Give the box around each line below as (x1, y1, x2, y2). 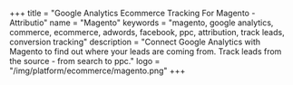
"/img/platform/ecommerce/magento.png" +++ (9, 65, 186, 76)
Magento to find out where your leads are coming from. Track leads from (9, 46, 282, 57)
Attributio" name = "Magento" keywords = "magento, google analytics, (9, 17, 274, 28)
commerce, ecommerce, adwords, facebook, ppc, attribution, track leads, (9, 27, 285, 37)
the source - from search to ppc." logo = (9, 56, 161, 66)
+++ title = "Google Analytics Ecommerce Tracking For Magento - (9, 8, 256, 18)
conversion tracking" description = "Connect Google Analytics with (9, 36, 261, 47)
